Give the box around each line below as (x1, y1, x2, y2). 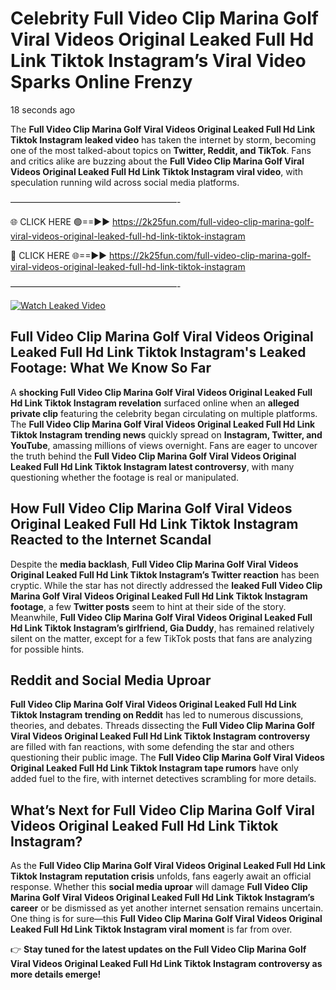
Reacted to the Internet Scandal (10, 532, 212, 549)
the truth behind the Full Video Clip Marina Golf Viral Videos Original (10, 450, 297, 462)
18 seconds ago (10, 103, 76, 116)
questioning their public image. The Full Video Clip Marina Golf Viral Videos (10, 752, 325, 764)
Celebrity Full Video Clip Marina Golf (10, 7, 319, 30)
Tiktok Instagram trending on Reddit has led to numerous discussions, (10, 709, 304, 721)
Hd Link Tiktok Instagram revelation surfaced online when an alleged (10, 397, 300, 409)
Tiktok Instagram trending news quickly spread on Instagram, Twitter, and (10, 428, 323, 441)
